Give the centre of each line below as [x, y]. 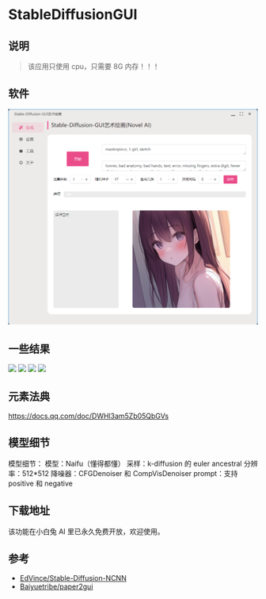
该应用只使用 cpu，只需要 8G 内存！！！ [93, 66]
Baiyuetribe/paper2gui [56, 587]
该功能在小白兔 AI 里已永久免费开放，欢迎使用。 [86, 531]
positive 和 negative [40, 483]
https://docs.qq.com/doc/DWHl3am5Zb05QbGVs [88, 416]
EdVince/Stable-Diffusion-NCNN [73, 578]
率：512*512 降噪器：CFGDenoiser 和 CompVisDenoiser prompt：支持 [123, 473]
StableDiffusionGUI [73, 15]
